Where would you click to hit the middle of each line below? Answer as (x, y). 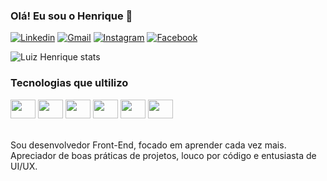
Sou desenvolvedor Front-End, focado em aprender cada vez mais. (148, 145)
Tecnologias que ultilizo (69, 83)
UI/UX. (24, 166)
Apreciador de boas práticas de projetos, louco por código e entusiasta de (163, 155)
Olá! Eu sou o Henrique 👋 (71, 16)
